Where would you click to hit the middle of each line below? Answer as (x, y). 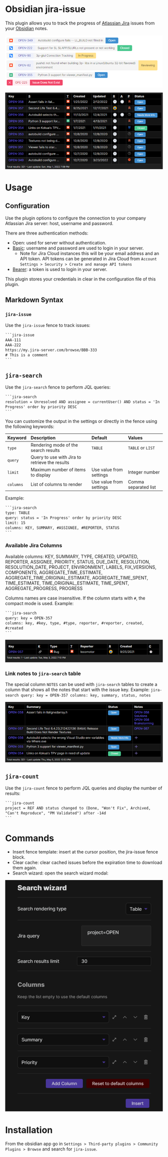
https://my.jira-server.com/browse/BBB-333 (51, 350)
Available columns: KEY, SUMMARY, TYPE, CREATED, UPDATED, (72, 556)
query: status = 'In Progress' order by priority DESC (63, 518)
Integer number (144, 472)
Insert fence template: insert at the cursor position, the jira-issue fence (85, 852)
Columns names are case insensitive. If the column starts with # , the (75, 598)
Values (135, 437)
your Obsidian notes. (27, 28)
